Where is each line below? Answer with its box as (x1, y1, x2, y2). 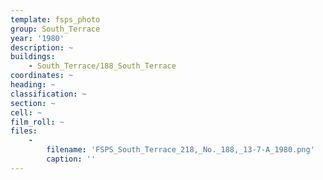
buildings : (10, 52, 56, 62)
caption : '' (46, 154, 97, 164)
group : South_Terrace (10, 24, 101, 34)
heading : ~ (10, 80, 56, 90)
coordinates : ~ (10, 71, 74, 81)
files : (10, 126, 38, 136)
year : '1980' (10, 33, 65, 43)
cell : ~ (10, 107, 43, 118)
